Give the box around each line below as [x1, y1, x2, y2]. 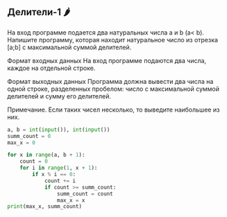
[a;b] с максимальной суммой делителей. [7, 43, 132, 51]
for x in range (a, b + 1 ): [7, 152, 85, 159]
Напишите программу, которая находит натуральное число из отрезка [7, 35, 219, 44]
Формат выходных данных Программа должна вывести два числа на [7, 77, 214, 85]
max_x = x [56, 197, 85, 204]
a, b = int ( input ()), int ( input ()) [7, 126, 110, 133]
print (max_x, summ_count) [7, 203, 82, 210]
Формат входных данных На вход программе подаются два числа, [7, 56, 207, 64]
